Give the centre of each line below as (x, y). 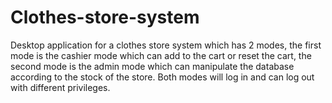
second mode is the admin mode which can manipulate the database (152, 66)
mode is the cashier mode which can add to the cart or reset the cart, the (161, 55)
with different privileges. (60, 87)
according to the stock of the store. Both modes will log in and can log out (162, 77)
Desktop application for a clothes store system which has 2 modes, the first (166, 45)
